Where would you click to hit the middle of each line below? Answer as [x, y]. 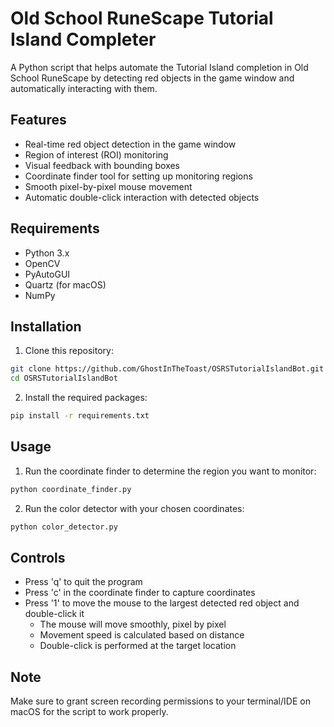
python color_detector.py [64, 527]
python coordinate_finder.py [71, 489]
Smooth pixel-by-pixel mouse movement [108, 186]
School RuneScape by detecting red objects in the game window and [152, 78]
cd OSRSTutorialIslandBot [64, 378]
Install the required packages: [86, 398]
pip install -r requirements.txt [80, 416]
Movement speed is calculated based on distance [142, 635]
